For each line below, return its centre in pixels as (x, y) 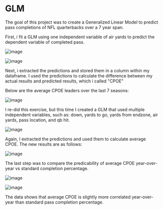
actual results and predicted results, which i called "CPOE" (64, 81)
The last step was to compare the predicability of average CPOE (70, 163)
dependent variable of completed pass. (45, 42)
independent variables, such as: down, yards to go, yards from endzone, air (81, 115)
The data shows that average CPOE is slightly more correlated (68, 197)
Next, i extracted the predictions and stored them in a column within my (77, 70)
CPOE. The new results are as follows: (44, 144)
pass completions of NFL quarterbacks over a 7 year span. (65, 27)
